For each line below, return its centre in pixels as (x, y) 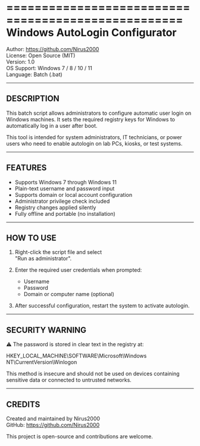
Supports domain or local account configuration (74, 194)
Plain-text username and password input (65, 189)
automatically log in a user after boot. (52, 125)
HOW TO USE (31, 238)
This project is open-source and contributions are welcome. (79, 436)
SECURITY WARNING (46, 330)
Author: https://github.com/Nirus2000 (53, 49)
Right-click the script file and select (58, 252)
